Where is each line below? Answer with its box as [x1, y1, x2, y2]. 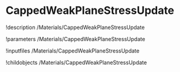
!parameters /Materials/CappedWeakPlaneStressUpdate [5, 35, 146, 42]
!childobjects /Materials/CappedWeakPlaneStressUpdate [5, 59, 147, 66]
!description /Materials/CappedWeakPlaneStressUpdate [5, 24, 145, 31]
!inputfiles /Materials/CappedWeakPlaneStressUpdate [5, 47, 140, 54]
